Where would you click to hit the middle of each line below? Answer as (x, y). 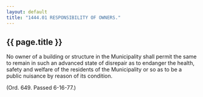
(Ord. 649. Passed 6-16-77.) (41, 88)
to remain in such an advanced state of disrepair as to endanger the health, (100, 63)
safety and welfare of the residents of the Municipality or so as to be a (94, 70)
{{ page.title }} (34, 42)
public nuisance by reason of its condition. (59, 76)
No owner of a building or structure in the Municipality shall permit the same (101, 57)
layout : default (27, 12)
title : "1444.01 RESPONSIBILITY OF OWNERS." (64, 18)
